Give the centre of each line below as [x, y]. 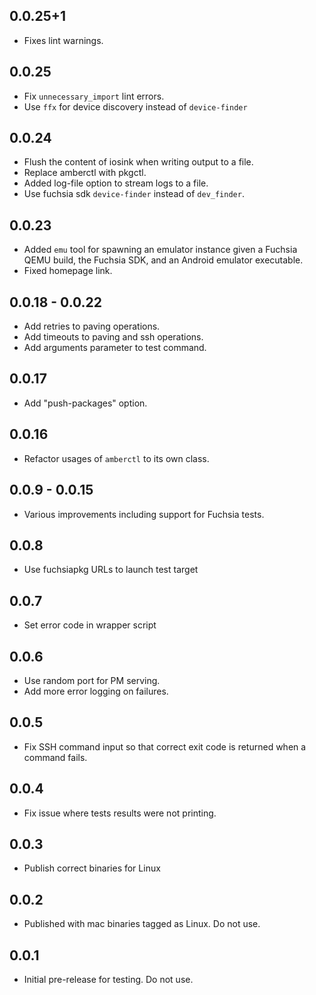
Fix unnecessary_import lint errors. [94, 96]
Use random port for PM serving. [92, 680]
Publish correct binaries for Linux [92, 868]
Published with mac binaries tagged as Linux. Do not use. [142, 924]
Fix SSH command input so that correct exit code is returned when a [165, 746]
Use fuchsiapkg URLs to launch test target [111, 570]
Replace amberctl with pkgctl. [85, 173]
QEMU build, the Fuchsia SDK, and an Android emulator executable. [163, 260]
